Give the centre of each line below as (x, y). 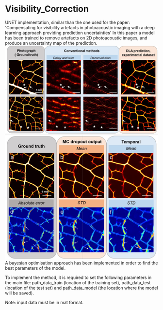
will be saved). (19, 293)
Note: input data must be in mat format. (44, 303)
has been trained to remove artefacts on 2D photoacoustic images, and (76, 38)
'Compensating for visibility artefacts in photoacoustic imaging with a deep (80, 27)
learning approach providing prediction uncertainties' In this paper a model (80, 33)
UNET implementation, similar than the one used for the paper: (67, 22)
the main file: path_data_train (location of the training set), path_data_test (78, 283)
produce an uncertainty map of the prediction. (51, 43)
